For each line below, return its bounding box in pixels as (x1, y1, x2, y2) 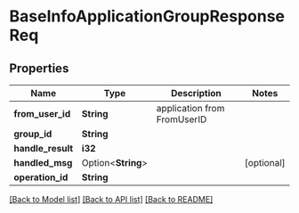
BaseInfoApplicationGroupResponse (9, 6, 286, 27)
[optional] (244, 157, 286, 168)
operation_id (13, 171, 69, 184)
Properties (9, 61, 69, 76)
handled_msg (13, 157, 73, 168)
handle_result (13, 143, 74, 154)
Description (170, 87, 222, 99)
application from (156, 102, 225, 114)
